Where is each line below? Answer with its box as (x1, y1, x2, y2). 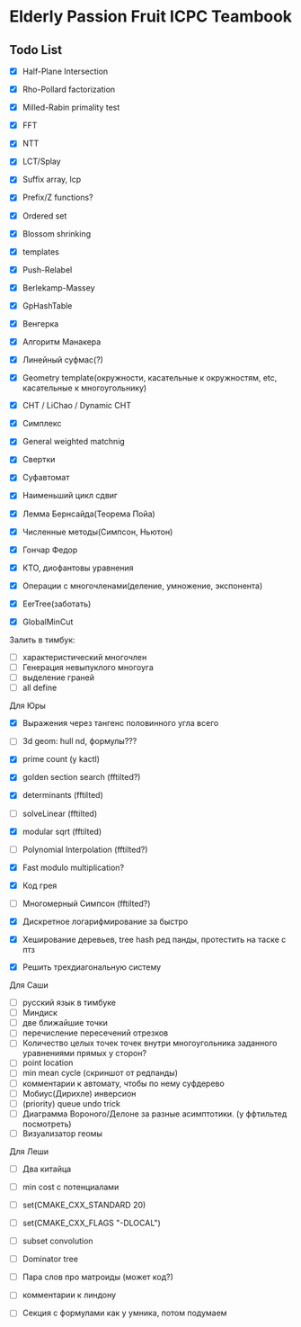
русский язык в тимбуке (22, 997, 117, 1009)
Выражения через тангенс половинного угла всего (22, 718, 219, 729)
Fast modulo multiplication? (22, 862, 124, 873)
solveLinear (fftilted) (22, 808, 98, 819)
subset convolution (22, 1235, 93, 1247)
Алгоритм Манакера (22, 336, 102, 347)
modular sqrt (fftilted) (22, 826, 102, 837)
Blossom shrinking (22, 228, 92, 239)
